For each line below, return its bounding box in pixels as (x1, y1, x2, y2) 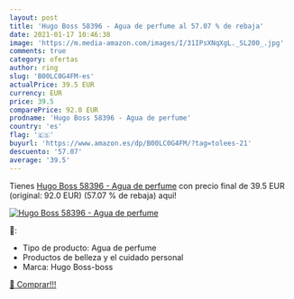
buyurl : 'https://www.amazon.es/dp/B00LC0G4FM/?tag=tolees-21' (9, 139, 253, 148)
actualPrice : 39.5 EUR (9, 80, 95, 89)
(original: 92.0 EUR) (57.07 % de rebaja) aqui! (9, 190, 178, 201)
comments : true (9, 47, 67, 56)
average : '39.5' (9, 155, 70, 165)
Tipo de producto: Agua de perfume (22, 242, 157, 253)
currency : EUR (9, 88, 63, 97)
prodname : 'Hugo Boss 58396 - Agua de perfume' (9, 113, 192, 122)
